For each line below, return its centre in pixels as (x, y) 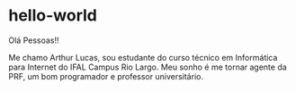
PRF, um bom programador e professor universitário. (106, 76)
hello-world (53, 16)
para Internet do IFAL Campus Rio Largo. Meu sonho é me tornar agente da (148, 67)
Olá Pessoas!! (34, 40)
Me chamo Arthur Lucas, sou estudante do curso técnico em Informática (143, 57)
